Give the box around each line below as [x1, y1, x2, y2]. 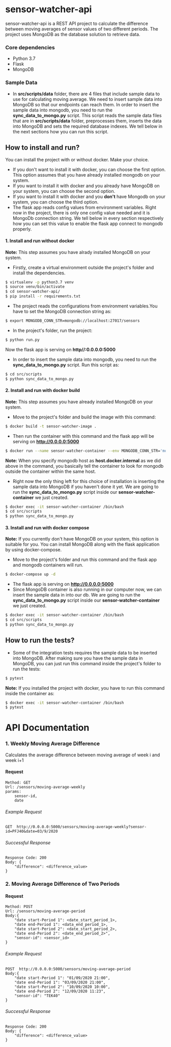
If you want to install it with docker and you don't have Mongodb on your [12, 193, 165, 200]
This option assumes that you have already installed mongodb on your [12, 172, 160, 178]
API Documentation [5, 722, 90, 733]
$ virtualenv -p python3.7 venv [5, 279, 74, 285]
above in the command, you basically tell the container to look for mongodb [5, 463, 164, 469]
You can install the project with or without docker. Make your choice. [5, 157, 149, 163]
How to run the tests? [5, 636, 75, 645]
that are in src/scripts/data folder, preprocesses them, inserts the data [12, 118, 162, 124]
